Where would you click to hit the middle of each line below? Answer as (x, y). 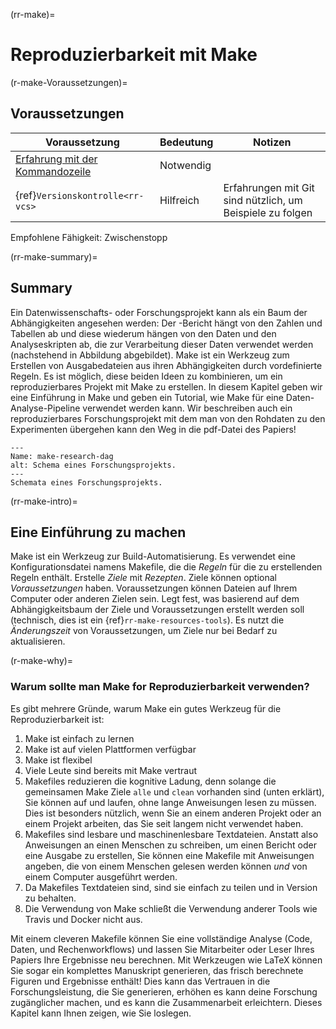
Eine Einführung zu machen (98, 532)
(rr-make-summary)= (54, 256)
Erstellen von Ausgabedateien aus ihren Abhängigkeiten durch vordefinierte (166, 365)
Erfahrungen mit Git (269, 187)
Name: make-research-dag (62, 456)
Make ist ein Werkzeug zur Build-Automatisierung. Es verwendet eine (153, 556)
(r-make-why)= (42, 661)
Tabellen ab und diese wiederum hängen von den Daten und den (143, 333)
